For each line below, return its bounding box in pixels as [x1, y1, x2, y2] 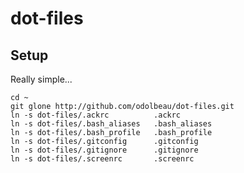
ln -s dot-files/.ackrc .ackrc [10, 110, 182, 120]
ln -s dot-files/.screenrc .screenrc [10, 154, 195, 164]
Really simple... [10, 73, 73, 85]
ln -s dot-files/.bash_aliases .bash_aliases [10, 119, 213, 129]
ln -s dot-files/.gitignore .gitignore [10, 145, 199, 155]
